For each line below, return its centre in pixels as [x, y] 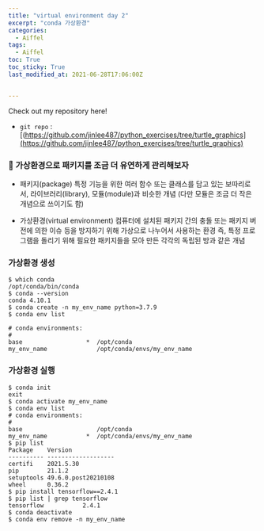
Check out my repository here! [58, 111]
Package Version [40, 450]
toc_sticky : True [37, 67]
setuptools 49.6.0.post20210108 [61, 478]
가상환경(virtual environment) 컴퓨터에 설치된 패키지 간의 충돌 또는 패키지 [134, 220]
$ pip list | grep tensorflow [58, 499]
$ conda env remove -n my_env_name [67, 519]
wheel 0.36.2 [38, 484]
